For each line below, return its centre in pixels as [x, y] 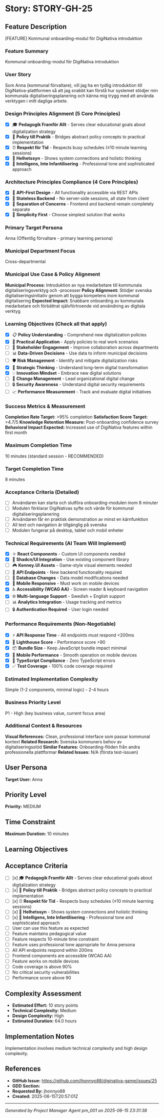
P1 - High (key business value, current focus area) [55, 713]
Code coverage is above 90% [42, 967]
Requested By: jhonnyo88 [39, 1091]
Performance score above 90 [42, 978]
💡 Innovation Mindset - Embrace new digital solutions [67, 373]
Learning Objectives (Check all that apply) [56, 324]
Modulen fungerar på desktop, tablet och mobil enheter [68, 530]
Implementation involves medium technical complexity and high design [76, 1048]
